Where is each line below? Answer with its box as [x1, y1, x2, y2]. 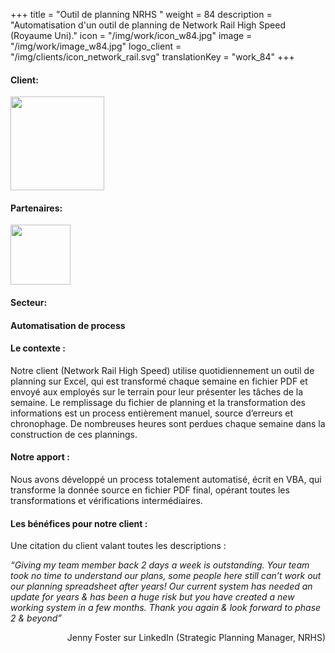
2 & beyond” [10, 612, 63, 624]
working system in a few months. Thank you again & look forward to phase [10, 602, 322, 614]
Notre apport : [10, 451, 70, 463]
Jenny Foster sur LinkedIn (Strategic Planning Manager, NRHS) [66, 632, 326, 644]
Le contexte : [10, 342, 66, 354]
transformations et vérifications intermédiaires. [10, 495, 203, 506]
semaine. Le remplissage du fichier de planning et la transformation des [10, 396, 306, 408]
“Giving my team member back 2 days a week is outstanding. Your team [10, 559, 310, 571]
